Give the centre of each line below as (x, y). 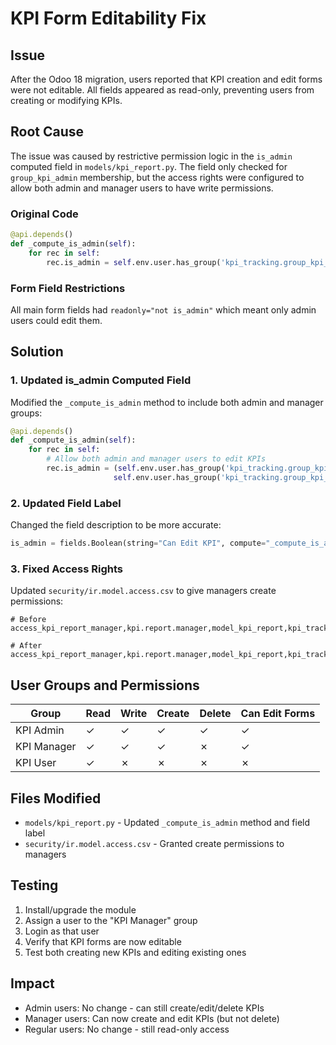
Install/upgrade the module (80, 909)
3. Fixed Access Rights (66, 569)
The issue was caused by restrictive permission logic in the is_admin (151, 156)
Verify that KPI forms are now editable (103, 941)
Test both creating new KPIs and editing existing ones (135, 952)
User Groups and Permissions (105, 685)
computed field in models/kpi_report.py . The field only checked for (149, 166)
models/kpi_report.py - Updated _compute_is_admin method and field (167, 822)
